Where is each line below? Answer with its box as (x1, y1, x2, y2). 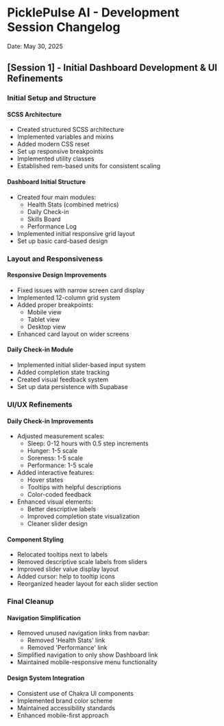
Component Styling (7, 535, 64, 543)
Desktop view (27, 323, 66, 331)
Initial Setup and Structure (7, 93, 97, 103)
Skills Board (27, 215, 61, 223)
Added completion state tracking (16, 368, 110, 376)
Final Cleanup (7, 597, 54, 607)
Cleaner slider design (27, 519, 88, 528)
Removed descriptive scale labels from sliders (16, 558, 147, 566)
